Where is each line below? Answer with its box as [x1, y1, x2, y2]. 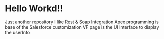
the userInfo [5, 29, 30, 35]
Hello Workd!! [5, 3, 63, 14]
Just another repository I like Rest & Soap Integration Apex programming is [5, 19, 159, 25]
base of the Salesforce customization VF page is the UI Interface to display [5, 24, 159, 30]
